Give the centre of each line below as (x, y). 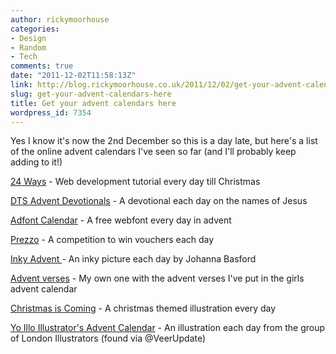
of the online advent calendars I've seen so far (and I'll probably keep (153, 152)
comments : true (42, 66)
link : (21, 85)
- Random (28, 47)
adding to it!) (36, 162)
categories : (35, 29)
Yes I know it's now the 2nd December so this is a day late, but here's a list (164, 141)
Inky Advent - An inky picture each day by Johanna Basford (133, 259)
